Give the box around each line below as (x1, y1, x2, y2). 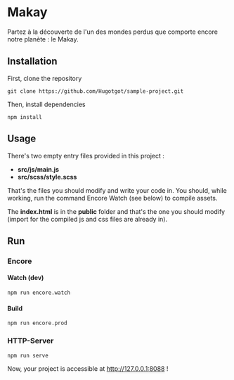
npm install (7, 113, 42, 120)
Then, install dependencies (7, 100, 86, 108)
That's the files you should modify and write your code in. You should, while (7, 186, 227, 194)
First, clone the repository (7, 74, 82, 82)
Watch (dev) (7, 274, 44, 282)
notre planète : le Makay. (7, 34, 79, 43)
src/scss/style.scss (17, 172, 77, 181)
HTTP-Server (7, 336, 54, 346)
